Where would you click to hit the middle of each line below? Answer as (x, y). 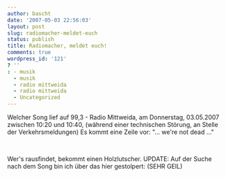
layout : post (26, 26)
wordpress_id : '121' (37, 59)
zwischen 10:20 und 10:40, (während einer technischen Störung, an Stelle (113, 125)
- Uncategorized (37, 98)
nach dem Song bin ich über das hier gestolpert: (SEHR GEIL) (95, 166)
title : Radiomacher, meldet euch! (57, 46)
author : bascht (29, 14)
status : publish (31, 40)
